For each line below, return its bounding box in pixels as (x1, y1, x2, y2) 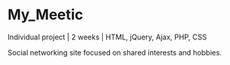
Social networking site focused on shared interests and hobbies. (7, 47, 222, 57)
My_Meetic (7, 6, 84, 24)
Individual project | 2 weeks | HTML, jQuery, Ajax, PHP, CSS (7, 32, 207, 42)
